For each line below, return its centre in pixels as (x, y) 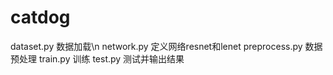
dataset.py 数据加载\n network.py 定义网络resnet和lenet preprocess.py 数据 (166, 46)
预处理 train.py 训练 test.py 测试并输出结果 (97, 58)
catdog (40, 17)
